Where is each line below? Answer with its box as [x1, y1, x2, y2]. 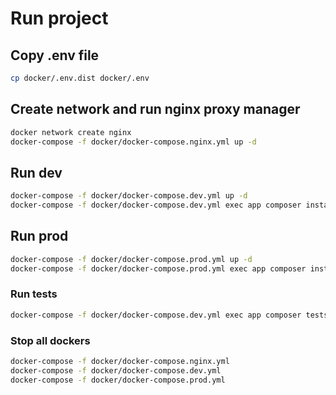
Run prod [10, 228, 69, 245]
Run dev [10, 164, 63, 181]
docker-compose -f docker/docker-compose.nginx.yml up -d [10, 137, 257, 147]
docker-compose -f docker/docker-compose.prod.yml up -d [10, 254, 253, 264]
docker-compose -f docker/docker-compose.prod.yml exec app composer [10, 263, 307, 274]
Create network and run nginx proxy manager [10, 101, 301, 118]
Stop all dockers [10, 333, 91, 347]
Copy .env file [10, 47, 100, 64]
